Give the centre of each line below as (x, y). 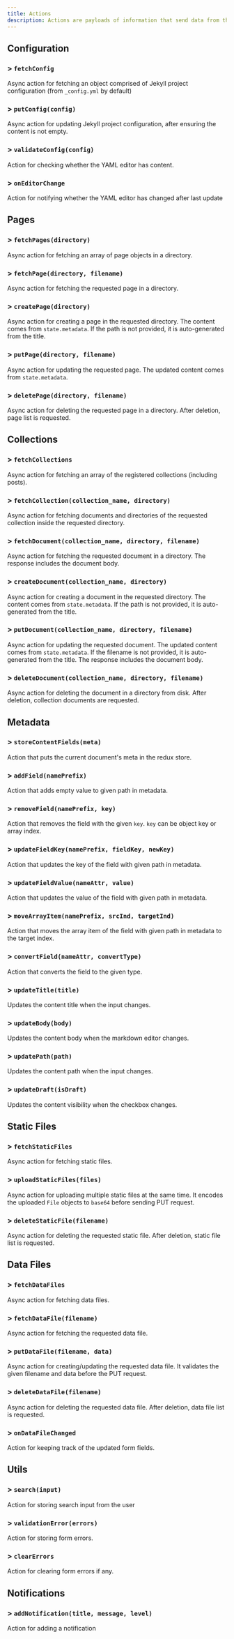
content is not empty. (38, 131)
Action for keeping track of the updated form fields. (81, 1447)
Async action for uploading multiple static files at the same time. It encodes (115, 1195)
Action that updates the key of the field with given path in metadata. (104, 864)
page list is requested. (39, 417)
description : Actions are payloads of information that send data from (113, 20)
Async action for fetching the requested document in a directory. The (107, 556)
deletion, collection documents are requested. (73, 700)
